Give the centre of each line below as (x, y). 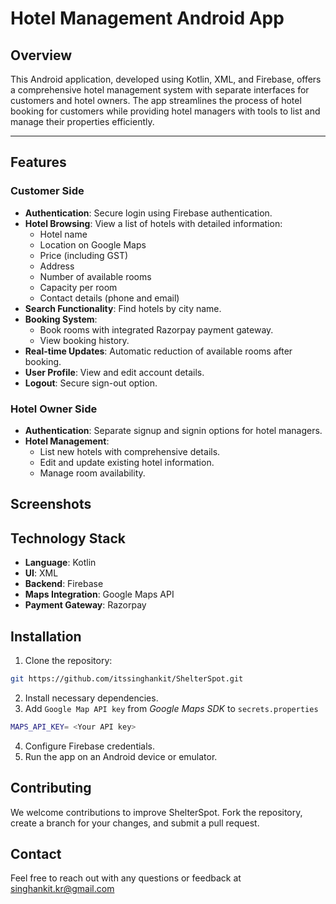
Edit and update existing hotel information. (127, 462)
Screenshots (51, 504)
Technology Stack (68, 538)
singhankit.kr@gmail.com (62, 889)
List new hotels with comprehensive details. (130, 451)
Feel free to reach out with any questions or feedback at (126, 878)
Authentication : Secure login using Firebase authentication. (148, 213)
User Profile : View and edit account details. (114, 372)
